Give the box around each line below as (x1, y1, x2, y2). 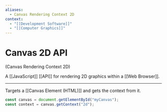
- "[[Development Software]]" (9, 21, 72, 26)
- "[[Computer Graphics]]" (9, 26, 66, 31)
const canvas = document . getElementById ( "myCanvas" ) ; (5, 98, 119, 103)
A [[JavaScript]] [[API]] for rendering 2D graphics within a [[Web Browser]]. (5, 73, 160, 80)
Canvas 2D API (5, 47, 68, 59)
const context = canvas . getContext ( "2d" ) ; (5, 102, 94, 107)
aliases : (5, 7, 23, 12)
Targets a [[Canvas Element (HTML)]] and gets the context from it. (5, 88, 141, 94)
